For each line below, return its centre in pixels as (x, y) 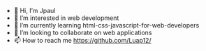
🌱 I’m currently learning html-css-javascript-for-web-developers (106, 25)
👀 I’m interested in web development (66, 18)
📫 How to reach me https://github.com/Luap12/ (82, 40)
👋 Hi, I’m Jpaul (35, 11)
